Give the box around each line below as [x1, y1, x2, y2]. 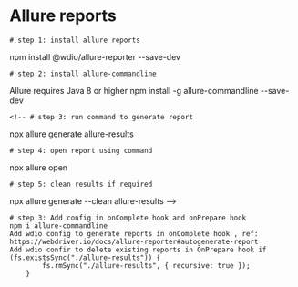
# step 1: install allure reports [9, 36, 141, 45]
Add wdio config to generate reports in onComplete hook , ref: [9, 229, 259, 238]
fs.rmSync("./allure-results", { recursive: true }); [42, 261, 251, 270]
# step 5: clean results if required [9, 179, 153, 189]
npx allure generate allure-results [9, 128, 134, 139]
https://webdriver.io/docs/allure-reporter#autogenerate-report [9, 237, 259, 246]
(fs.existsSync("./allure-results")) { [9, 252, 161, 262]
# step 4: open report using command [9, 146, 153, 155]
